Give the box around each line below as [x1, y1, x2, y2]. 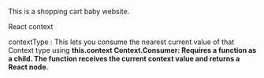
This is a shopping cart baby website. [8, 7, 130, 16]
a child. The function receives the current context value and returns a [8, 54, 240, 63]
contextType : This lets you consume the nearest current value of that [8, 37, 235, 46]
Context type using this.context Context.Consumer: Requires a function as [8, 46, 257, 54]
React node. [8, 62, 49, 72]
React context [8, 22, 54, 31]
